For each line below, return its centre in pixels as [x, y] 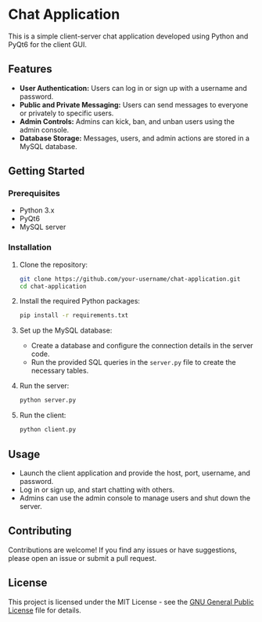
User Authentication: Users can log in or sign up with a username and [133, 88]
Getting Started [47, 171]
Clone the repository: [54, 264]
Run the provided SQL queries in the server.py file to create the [133, 362]
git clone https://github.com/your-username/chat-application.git [130, 279]
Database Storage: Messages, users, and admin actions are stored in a [135, 138]
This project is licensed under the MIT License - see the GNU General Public [131, 602]
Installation [30, 247]
